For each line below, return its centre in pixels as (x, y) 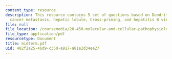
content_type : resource (31, 10)
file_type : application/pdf (35, 34)
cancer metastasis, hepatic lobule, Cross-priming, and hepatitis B (84, 19)
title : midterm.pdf (26, 44)
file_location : (21, 29)
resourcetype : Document (31, 39)
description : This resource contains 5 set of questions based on (78, 15)
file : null (17, 24)
